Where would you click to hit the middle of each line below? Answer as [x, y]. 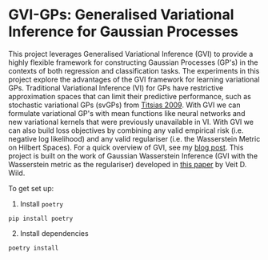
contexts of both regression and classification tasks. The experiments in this [134, 70]
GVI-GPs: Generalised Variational [121, 15]
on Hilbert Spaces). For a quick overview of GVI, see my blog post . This [126, 147]
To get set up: [31, 188]
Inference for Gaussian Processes [123, 32]
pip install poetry [41, 218]
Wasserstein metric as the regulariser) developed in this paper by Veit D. [128, 164]
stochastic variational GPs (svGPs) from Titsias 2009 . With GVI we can [124, 105]
